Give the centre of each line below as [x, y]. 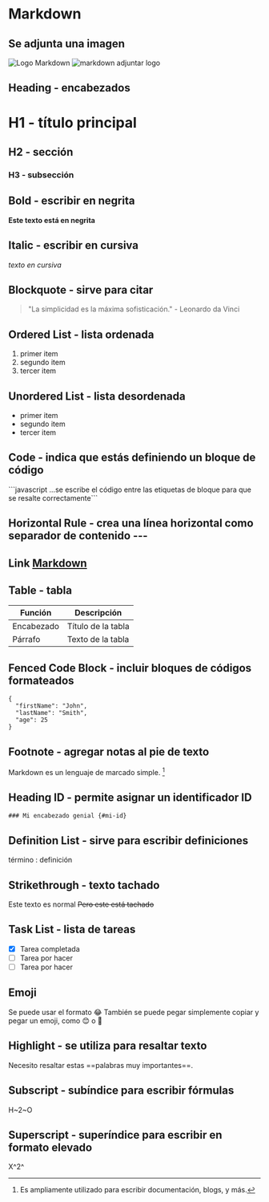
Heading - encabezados [69, 88]
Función [36, 613]
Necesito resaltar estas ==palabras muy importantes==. [101, 1065]
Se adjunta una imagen [67, 44]
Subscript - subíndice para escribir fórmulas [121, 1091]
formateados [41, 680]
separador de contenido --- [78, 536]
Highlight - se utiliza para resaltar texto [108, 1046]
